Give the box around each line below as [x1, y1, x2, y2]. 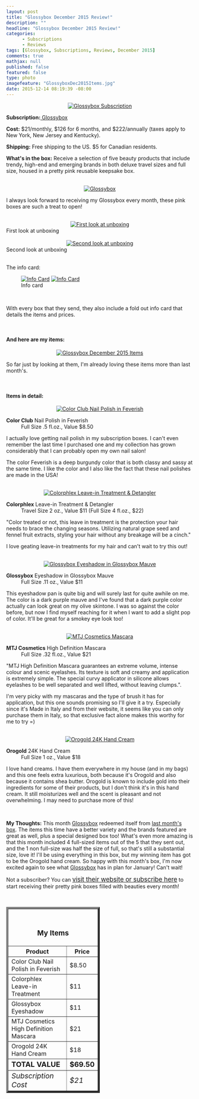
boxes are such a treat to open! [6, 203, 83, 210]
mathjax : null [6, 58, 42, 64]
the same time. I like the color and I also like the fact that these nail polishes [6, 465, 191, 472]
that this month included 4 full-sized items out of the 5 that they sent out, [6, 839, 185, 846]
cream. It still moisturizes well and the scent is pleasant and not [6, 791, 162, 798]
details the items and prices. [6, 311, 75, 318]
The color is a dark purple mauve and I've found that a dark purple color [6, 596, 183, 604]
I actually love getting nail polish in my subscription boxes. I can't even [6, 435, 179, 442]
